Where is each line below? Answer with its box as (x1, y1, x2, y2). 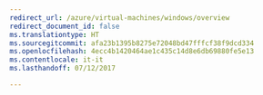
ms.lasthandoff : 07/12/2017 (9, 64, 116, 73)
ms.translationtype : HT (9, 30, 100, 39)
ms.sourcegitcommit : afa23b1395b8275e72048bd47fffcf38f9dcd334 (9, 38, 255, 48)
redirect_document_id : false (9, 22, 120, 31)
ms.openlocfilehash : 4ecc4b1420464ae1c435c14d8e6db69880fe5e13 (9, 47, 255, 56)
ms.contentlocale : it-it (9, 55, 104, 64)
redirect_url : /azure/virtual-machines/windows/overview (9, 13, 230, 23)
